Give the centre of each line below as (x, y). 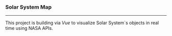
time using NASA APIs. (29, 28)
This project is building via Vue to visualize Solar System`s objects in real (82, 23)
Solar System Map (29, 7)
